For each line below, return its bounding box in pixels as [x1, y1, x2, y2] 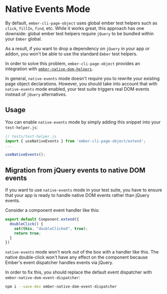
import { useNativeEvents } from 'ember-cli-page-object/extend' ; [5, 139, 146, 144]
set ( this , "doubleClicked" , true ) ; [14, 226, 88, 231]
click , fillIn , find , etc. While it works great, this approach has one [5, 25, 145, 31]
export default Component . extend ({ [5, 217, 79, 222]
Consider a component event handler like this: [5, 207, 100, 213]
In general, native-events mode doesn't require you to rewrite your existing [5, 75, 160, 81]
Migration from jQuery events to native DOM [5, 166, 146, 174]
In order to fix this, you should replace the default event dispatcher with [5, 269, 152, 275]
